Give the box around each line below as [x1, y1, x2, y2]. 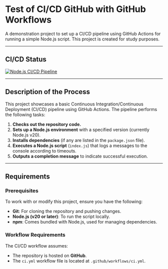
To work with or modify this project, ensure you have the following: [5, 198, 143, 204]
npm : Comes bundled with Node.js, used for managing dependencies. [12, 219, 157, 225]
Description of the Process [5, 87, 90, 96]
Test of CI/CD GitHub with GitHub [5, 3, 146, 15]
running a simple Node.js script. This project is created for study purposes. [5, 36, 160, 42]
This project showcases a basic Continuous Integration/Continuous [5, 101, 144, 107]
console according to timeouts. [12, 147, 76, 153]
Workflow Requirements [5, 231, 66, 238]
